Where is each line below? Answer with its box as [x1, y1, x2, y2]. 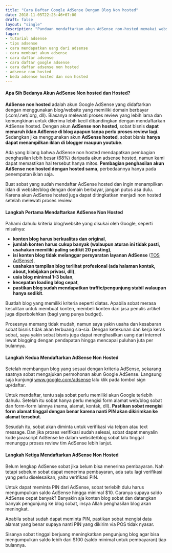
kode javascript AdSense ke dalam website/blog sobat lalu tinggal [5, 435, 144, 441]
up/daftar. [5, 382, 26, 388]
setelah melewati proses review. [5, 198, 73, 204]
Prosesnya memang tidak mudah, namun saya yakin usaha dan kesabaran [5, 321, 162, 327]
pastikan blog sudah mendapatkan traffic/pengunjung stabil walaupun [12, 285, 166, 291]
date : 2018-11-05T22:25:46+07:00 [5, 12, 77, 17]
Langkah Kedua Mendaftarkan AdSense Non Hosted [5, 354, 119, 360]
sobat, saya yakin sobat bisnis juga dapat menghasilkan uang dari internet [5, 332, 162, 338]
